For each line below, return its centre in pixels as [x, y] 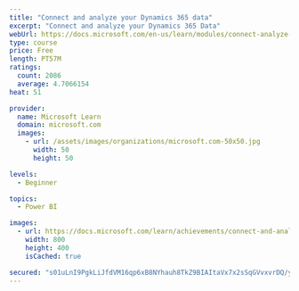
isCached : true [53, 256]
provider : [28, 108]
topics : [24, 199]
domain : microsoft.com [59, 125]
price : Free [31, 51]
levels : [24, 174]
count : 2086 [40, 76]
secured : [25, 272]
